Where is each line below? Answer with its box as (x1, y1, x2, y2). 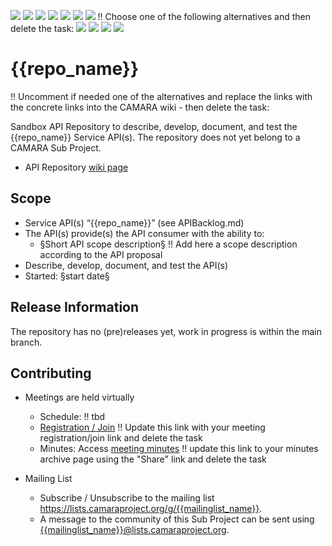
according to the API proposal (39, 248, 163, 260)
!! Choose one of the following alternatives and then (97, 11, 311, 22)
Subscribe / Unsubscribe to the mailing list (39, 492, 215, 504)
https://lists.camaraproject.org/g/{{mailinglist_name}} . (39, 503, 263, 515)
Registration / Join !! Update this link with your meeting (39, 421, 266, 434)
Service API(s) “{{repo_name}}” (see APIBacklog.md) (24, 216, 245, 229)
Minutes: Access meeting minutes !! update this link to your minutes (39, 443, 319, 455)
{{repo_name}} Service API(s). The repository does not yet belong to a (10, 131, 301, 143)
